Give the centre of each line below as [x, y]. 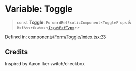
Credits [17, 52]
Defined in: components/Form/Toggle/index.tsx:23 [56, 37]
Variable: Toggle [39, 9]
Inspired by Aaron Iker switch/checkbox [45, 63]
